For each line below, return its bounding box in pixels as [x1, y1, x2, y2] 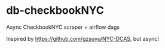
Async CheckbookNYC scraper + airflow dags [6, 23, 120, 31]
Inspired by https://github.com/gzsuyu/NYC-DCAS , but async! [6, 35, 160, 42]
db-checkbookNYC [6, 4, 105, 17]
